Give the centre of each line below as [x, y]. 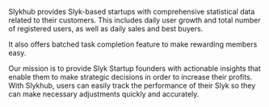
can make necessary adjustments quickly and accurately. [104, 94]
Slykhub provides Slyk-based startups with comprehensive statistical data [132, 12]
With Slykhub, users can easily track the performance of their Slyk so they [132, 85]
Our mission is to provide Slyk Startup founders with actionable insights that [134, 68]
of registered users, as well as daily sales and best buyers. [106, 29]
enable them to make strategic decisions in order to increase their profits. [130, 77]
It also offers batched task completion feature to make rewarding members [133, 44]
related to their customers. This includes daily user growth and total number [134, 20]
